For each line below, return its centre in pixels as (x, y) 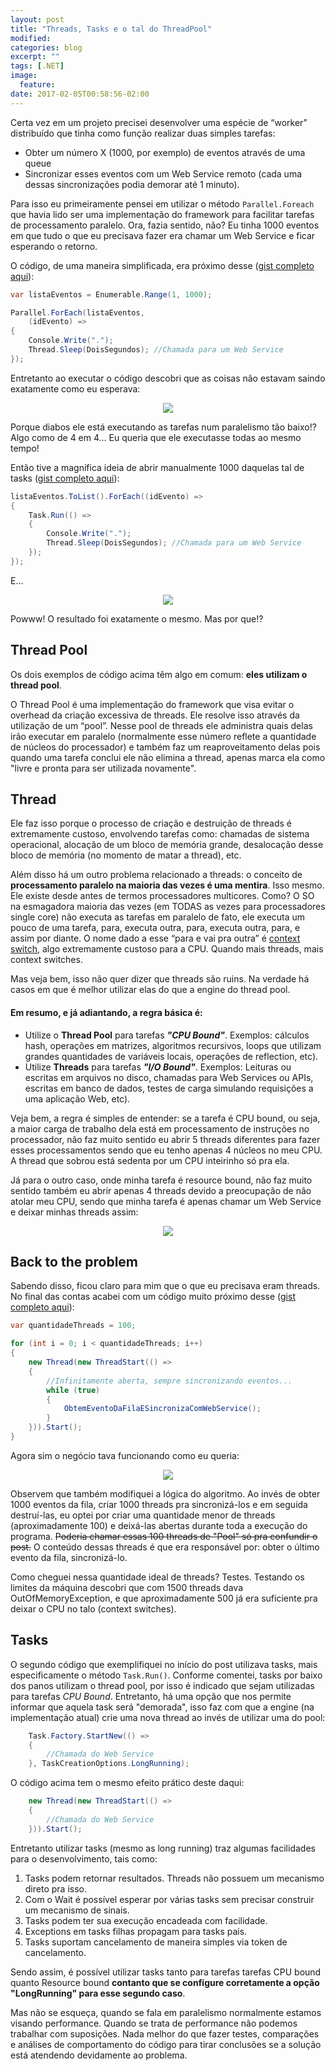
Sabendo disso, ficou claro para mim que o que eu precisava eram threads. (165, 1286)
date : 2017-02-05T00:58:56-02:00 (80, 94)
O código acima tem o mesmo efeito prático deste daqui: (127, 1783)
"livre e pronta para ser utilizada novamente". (103, 768)
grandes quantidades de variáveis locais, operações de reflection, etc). (171, 1056)
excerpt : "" (35, 57)
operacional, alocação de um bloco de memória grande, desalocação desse (167, 845)
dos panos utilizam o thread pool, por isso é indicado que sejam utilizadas (163, 1685)
